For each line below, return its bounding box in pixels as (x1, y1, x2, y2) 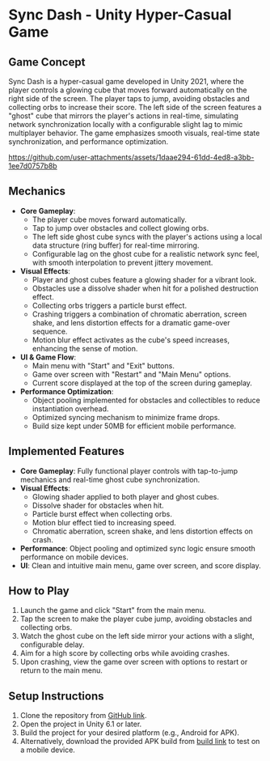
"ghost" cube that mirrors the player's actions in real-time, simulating (8, 111, 238, 121)
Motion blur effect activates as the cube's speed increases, (32, 334, 230, 345)
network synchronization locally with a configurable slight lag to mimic (8, 120, 243, 129)
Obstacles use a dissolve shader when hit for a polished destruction (32, 283, 259, 293)
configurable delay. (19, 640, 85, 649)
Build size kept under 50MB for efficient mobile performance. (32, 421, 237, 431)
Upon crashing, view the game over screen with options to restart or (19, 657, 248, 667)
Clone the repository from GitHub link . (19, 711, 147, 721)
